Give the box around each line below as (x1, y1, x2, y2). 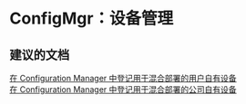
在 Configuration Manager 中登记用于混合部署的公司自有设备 (9, 84, 237, 95)
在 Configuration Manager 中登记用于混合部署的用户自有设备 (9, 73, 237, 83)
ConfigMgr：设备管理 (9, 8, 174, 29)
